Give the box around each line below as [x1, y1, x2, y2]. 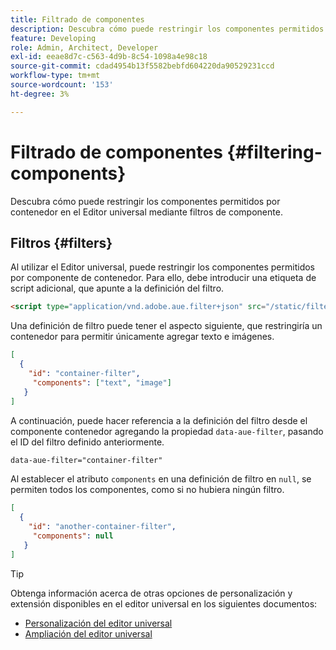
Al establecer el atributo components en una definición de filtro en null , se [10, 473, 312, 485]
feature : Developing [10, 33, 97, 43]
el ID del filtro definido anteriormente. [10, 436, 165, 448]
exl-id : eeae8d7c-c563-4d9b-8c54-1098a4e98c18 [10, 52, 208, 62]
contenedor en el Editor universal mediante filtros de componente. [10, 206, 283, 218]
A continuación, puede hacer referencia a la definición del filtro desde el [10, 414, 308, 426]
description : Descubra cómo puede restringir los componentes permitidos [10, 24, 325, 34]
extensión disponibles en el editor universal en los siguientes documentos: [10, 597, 318, 610]
